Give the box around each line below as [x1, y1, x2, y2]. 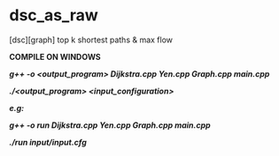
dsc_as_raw [9, 5, 99, 26]
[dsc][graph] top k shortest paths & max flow [9, 34, 174, 45]
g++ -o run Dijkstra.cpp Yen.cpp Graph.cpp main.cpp [9, 120, 211, 130]
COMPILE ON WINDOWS [9, 51, 101, 62]
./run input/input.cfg [9, 137, 87, 147]
